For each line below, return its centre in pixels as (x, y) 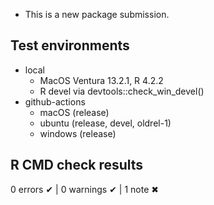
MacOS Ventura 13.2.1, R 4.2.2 (101, 80)
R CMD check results (77, 165)
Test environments (70, 45)
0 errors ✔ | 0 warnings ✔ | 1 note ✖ (84, 189)
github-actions (55, 101)
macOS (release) (74, 112)
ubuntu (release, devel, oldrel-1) (105, 123)
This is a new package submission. (97, 14)
